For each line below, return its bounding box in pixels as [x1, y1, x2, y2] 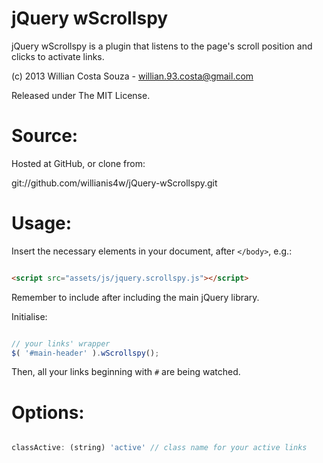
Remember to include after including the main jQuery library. [11, 291, 260, 303]
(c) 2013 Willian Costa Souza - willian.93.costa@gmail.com [11, 70, 254, 82]
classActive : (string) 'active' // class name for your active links [11, 443, 308, 453]
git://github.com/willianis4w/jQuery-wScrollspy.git [11, 177, 218, 189]
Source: [11, 125, 79, 147]
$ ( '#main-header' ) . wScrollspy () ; [11, 348, 160, 358]
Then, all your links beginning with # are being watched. [11, 366, 241, 378]
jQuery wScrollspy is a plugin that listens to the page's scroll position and [11, 40, 313, 52]
